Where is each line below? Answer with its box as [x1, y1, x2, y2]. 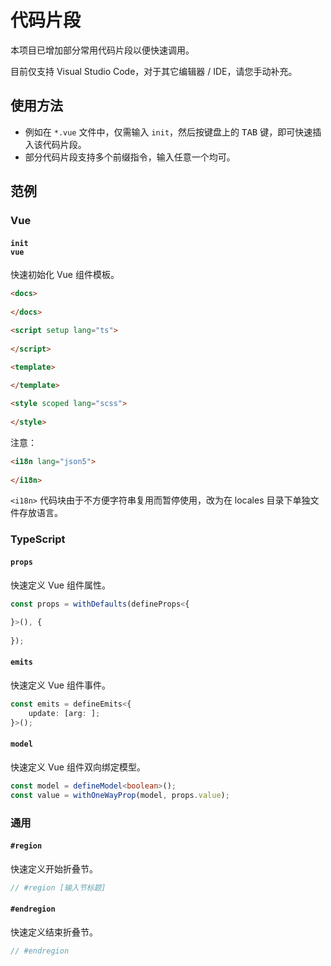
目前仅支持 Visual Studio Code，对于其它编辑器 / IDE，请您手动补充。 [10, 65, 298, 77]
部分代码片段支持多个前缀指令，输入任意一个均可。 [24, 151, 236, 163]
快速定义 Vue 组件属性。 [10, 579, 111, 591]
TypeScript [10, 532, 66, 546]
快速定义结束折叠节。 [10, 926, 98, 938]
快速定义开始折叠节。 [10, 862, 98, 875]
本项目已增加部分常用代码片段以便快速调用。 [10, 44, 195, 56]
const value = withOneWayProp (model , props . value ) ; [10, 790, 230, 800]
